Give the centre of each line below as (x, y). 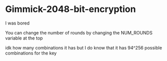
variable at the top (24, 38)
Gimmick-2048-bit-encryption (71, 9)
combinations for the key (31, 53)
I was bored (18, 23)
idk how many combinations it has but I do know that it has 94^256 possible (84, 47)
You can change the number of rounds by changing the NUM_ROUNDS (79, 32)
